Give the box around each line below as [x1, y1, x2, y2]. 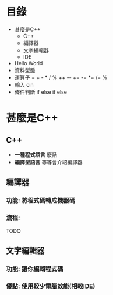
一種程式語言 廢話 [14, 151, 57, 158]
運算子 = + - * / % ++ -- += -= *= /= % [14, 74, 108, 81]
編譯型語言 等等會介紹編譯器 [14, 158, 83, 165]
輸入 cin [14, 81, 34, 88]
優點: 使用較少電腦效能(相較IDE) [6, 282, 96, 290]
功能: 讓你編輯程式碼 [6, 265, 63, 273]
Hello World [14, 59, 43, 66]
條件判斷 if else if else [14, 89, 67, 96]
